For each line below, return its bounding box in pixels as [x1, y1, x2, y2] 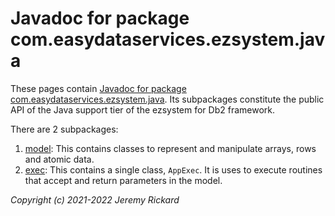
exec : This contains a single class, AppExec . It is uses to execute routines [24, 163, 323, 176]
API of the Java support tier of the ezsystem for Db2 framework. [10, 103, 276, 116]
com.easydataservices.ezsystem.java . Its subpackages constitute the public [10, 93, 325, 105]
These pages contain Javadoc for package [10, 82, 187, 94]
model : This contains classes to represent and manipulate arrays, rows [24, 142, 317, 154]
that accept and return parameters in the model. [24, 174, 223, 186]
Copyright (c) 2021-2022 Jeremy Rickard [10, 193, 180, 206]
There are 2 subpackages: [10, 123, 119, 135]
